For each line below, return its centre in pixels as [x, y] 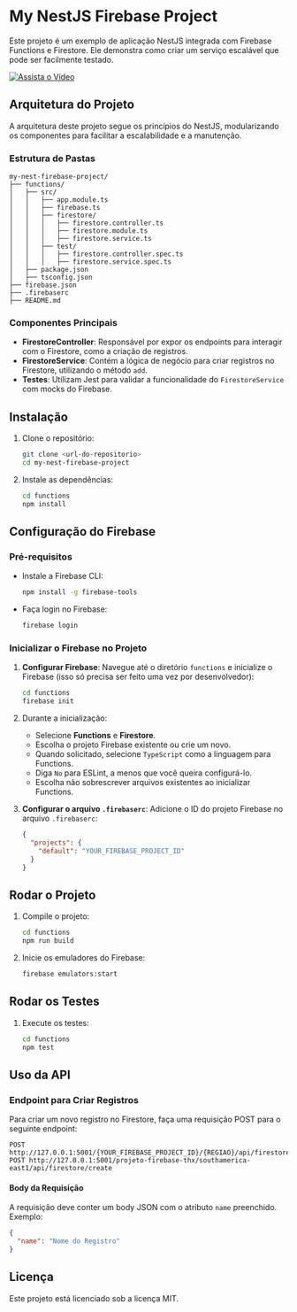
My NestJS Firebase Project [114, 16]
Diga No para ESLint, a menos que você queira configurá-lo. [144, 773]
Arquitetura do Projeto [72, 105]
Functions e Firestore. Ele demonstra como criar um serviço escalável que [144, 50]
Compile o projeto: [56, 916]
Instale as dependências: [67, 479]
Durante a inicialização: [65, 718]
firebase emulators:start [69, 974]
